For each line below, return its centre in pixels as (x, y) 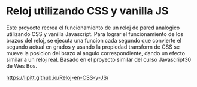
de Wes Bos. (22, 66)
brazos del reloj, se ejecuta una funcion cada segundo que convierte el (94, 40)
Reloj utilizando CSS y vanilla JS (87, 11)
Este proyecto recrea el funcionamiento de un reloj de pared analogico (93, 28)
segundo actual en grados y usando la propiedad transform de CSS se (93, 47)
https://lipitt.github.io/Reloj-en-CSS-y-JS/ (57, 77)
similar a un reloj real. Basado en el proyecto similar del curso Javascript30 (99, 59)
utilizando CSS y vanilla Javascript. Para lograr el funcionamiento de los (95, 34)
